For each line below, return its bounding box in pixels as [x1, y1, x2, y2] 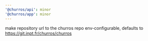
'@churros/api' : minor [5, 7, 51, 12]
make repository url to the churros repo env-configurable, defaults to [5, 25, 144, 31]
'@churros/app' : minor [5, 12, 51, 17]
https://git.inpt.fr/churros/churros [5, 30, 72, 36]
